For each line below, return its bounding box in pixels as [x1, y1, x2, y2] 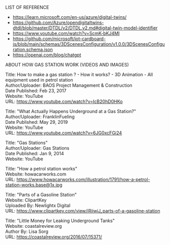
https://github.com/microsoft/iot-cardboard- [12, 36, 106, 42]
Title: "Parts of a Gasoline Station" [5, 192, 77, 197]
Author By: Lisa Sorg [5, 228, 48, 234]
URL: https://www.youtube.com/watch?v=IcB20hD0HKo [5, 98, 123, 104]
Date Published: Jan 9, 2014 [5, 151, 64, 156]
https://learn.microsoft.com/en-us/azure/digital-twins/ [12, 14, 127, 20]
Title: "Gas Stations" [5, 139, 48, 146]
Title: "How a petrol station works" [5, 166, 78, 171]
